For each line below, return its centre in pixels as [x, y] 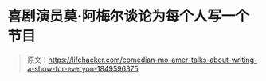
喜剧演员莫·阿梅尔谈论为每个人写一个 [129, 16]
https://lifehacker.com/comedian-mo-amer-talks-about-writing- [153, 60]
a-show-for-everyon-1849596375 [82, 68]
